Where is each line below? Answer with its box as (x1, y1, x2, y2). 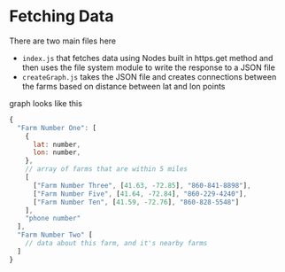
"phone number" (25, 214, 81, 223)
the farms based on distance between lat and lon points (21, 81, 226, 91)
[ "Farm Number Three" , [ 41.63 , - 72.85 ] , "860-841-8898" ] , (32, 181, 251, 190)
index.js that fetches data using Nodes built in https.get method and (21, 52, 273, 63)
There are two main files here (9, 35, 117, 46)
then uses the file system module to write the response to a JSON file (21, 62, 276, 73)
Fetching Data (9, 6, 114, 27)
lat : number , (32, 140, 81, 149)
